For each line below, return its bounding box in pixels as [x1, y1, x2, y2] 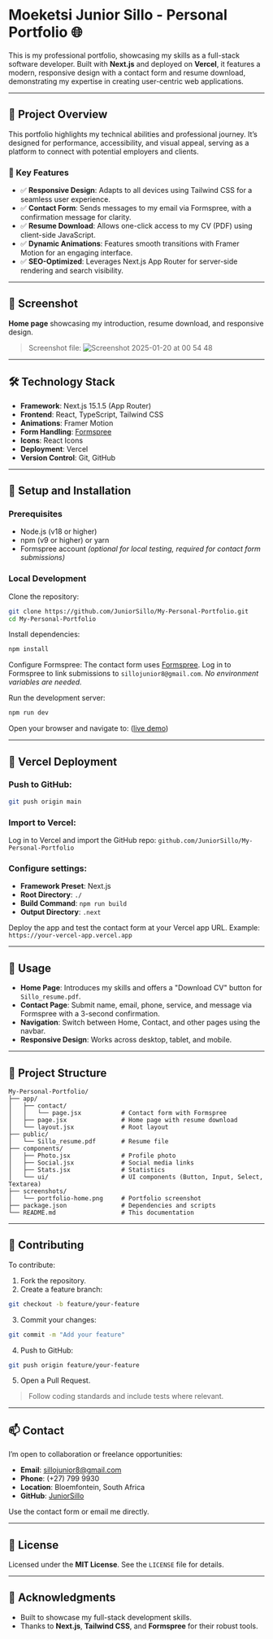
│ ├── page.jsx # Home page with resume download [8, 1116, 238, 1124]
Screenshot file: [28, 343, 82, 352]
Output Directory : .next [19, 907, 102, 917]
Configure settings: [8, 863, 88, 874]
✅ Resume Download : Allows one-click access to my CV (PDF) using [19, 221, 253, 231]
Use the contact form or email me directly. [8, 1507, 149, 1517]
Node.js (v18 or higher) [19, 527, 97, 536]
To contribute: [8, 1260, 55, 1270]
